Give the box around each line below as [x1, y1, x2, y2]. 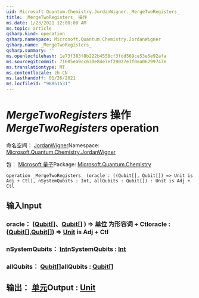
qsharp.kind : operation [6, 31, 66, 37]
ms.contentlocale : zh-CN [6, 70, 68, 76]
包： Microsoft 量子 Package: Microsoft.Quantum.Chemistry [6, 160, 151, 167]
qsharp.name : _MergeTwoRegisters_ [6, 42, 92, 48]
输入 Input [6, 201, 42, 211]
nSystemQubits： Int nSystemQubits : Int [6, 245, 126, 253]
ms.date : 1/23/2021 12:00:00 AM [6, 20, 86, 26]
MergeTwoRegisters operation [6, 122, 159, 135]
